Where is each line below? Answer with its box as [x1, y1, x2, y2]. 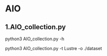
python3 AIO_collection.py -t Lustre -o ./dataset [5, 46, 102, 51]
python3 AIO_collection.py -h [5, 36, 65, 42]
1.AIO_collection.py [5, 23, 66, 31]
